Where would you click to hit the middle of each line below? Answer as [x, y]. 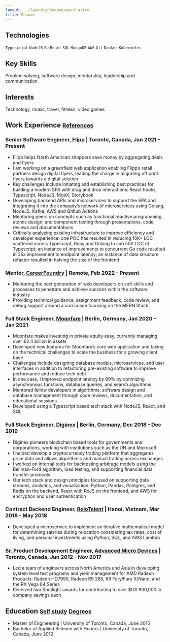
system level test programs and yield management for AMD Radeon [83, 573]
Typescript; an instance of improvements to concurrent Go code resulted [89, 249]
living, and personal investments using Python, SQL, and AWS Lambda [86, 537]
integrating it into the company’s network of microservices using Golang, [89, 206]
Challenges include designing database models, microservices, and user [89, 363]
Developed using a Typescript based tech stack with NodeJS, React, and [89, 406]
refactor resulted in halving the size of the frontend [66, 260]
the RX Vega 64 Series [36, 584]
